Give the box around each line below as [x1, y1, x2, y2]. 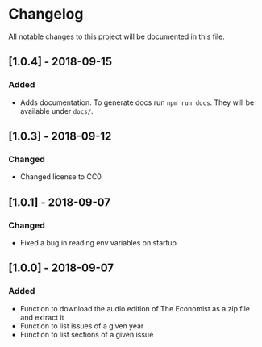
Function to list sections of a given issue [19, 329, 154, 339]
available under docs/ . [19, 106, 94, 115]
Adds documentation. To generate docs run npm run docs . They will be [19, 98, 255, 107]
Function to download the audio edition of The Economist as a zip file [19, 303, 251, 313]
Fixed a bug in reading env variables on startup [19, 238, 177, 247]
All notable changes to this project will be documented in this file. [8, 31, 226, 41]
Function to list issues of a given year [19, 320, 144, 331]
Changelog [8, 5, 84, 23]
